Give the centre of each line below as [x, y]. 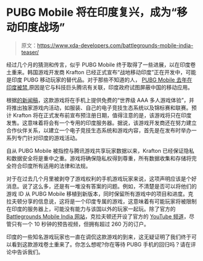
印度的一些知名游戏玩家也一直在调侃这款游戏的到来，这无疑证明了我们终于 [99, 237]
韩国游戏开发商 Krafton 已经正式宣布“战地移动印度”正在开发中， [106, 72]
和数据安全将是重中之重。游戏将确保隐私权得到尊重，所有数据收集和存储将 [99, 158]
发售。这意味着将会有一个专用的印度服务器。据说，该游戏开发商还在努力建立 [101, 123]
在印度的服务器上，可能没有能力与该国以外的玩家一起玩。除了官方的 [91, 208]
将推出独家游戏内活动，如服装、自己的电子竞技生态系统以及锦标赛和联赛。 [99, 108]
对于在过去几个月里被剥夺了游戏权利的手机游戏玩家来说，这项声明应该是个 [99, 178]
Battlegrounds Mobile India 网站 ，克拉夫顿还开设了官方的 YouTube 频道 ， [98, 216]
